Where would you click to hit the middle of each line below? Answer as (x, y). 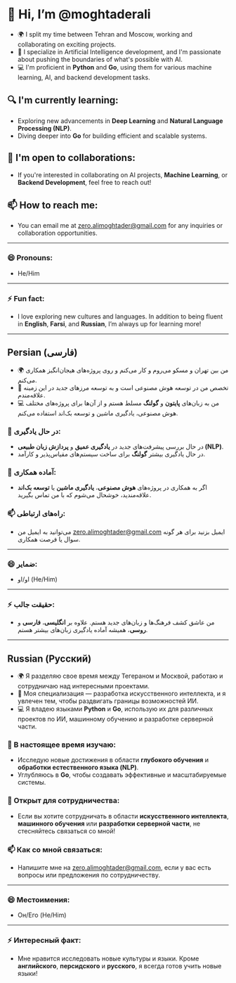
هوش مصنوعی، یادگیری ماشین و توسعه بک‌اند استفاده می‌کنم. (98, 413)
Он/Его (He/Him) (42, 915)
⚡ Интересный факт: (44, 940)
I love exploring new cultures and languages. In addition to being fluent (120, 316)
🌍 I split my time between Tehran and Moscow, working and (105, 34)
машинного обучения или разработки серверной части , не (109, 823)
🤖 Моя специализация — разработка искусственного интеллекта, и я (122, 694)
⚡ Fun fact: (26, 298)
